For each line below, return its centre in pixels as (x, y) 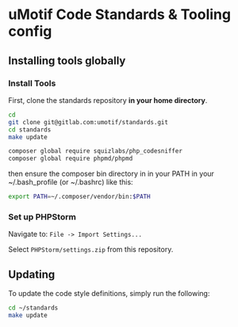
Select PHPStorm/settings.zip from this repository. (91, 249)
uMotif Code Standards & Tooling (120, 15)
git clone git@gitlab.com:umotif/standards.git (88, 122)
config (30, 31)
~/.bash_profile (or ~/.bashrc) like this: (71, 182)
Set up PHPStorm (42, 217)
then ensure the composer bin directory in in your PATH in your (111, 174)
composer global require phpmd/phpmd (71, 159)
